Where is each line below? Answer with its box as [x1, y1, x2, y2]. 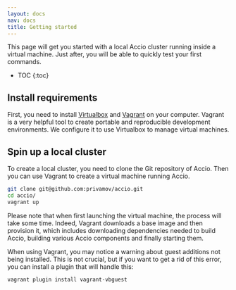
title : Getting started [7, 23, 77, 30]
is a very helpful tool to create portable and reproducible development [7, 118, 211, 127]
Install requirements [7, 92, 98, 103]
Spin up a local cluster [7, 146, 107, 158]
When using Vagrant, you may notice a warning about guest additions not [7, 247, 221, 256]
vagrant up [7, 198, 39, 206]
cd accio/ [7, 191, 37, 199]
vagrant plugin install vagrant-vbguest [7, 276, 128, 283]
